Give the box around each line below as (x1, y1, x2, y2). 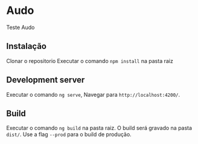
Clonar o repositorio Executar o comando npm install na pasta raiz (6, 57, 173, 64)
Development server (6, 75, 85, 85)
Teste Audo (6, 24, 35, 31)
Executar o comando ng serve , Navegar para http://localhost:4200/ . (6, 91, 180, 98)
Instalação (6, 41, 47, 51)
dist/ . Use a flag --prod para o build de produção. (6, 131, 132, 138)
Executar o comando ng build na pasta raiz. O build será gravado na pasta (6, 125, 192, 132)
